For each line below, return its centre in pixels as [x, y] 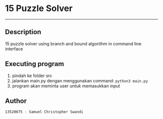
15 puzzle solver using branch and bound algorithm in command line [73, 43]
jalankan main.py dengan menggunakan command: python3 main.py [80, 80]
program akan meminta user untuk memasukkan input [66, 86]
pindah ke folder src [32, 76]
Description [23, 32]
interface [14, 49]
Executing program [35, 64]
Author [16, 101]
